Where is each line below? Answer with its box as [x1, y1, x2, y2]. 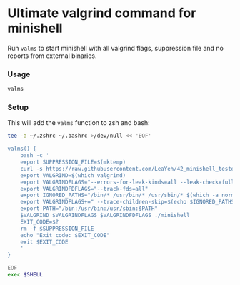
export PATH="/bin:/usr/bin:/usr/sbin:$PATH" [20, 205, 159, 212]
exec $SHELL [7, 271, 43, 279]
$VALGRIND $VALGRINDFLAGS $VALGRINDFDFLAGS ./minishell [20, 212, 191, 219]
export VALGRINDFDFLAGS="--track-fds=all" [20, 185, 149, 192]
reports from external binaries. [7, 51, 98, 60]
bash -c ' [20, 152, 50, 159]
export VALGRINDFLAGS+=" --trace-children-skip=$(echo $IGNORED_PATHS [20, 199, 235, 206]
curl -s [20, 165, 43, 172]
